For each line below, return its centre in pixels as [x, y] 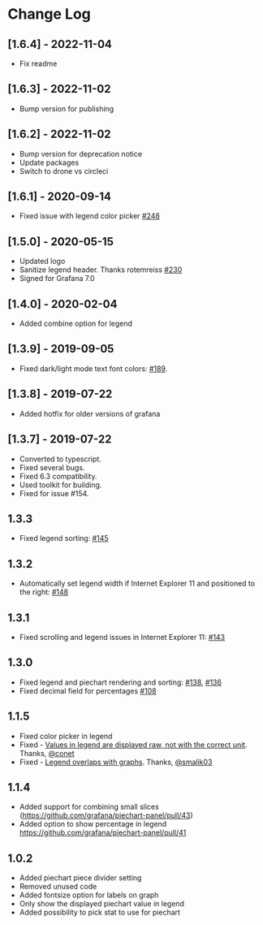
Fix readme [38, 63]
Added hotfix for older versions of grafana [90, 413]
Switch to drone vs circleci [64, 171]
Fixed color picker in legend [66, 736]
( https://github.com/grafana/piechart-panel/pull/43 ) [106, 815]
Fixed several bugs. [52, 467]
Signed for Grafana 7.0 [57, 279]
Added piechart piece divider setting [80, 878]
